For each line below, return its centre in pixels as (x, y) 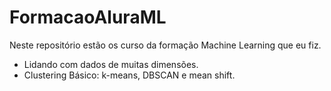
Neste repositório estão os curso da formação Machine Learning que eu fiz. (165, 45)
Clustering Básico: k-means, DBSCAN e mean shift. (129, 75)
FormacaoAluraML (88, 17)
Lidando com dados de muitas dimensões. (111, 64)
